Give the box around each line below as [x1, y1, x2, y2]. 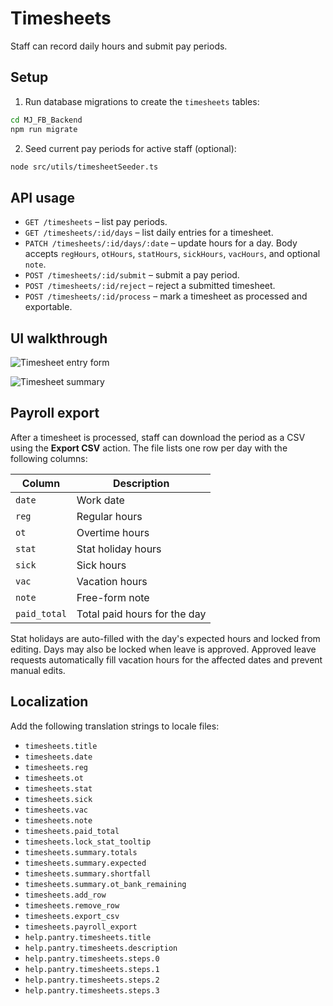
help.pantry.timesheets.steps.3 [24, 985, 160, 996]
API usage [10, 189, 75, 206]
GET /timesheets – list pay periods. [24, 216, 168, 228]
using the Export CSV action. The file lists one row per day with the [10, 442, 288, 454]
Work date [76, 493, 125, 507]
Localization [10, 693, 89, 711]
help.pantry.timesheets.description [24, 943, 178, 953]
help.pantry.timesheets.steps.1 [24, 964, 160, 974]
